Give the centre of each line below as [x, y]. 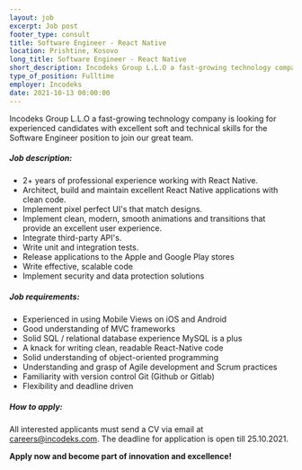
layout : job [31, 18]
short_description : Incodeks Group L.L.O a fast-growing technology [140, 68]
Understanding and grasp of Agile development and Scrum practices [150, 367]
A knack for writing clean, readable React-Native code [123, 348]
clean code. [44, 200]
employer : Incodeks [46, 84]
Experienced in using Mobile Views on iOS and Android [124, 319]
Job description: [41, 158]
